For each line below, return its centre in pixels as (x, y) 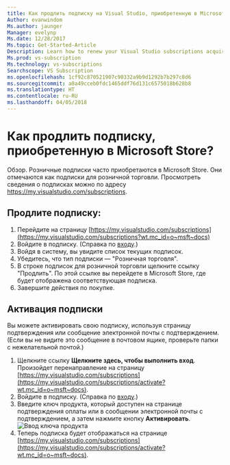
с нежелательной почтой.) (46, 347)
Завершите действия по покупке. (66, 287)
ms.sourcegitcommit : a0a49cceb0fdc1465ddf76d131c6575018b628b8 (99, 83)
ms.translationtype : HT (41, 90)
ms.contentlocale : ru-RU (42, 96)
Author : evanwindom (35, 20)
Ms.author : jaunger (35, 26)
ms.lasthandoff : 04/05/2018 (47, 103)
